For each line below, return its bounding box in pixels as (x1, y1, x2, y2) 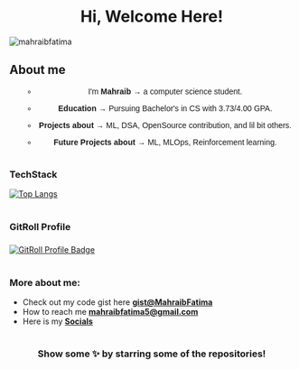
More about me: (9, 276, 81, 289)
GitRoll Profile (9, 220, 71, 233)
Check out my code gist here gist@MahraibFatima (22, 296, 213, 308)
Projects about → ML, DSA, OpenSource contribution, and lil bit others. (39, 120, 292, 130)
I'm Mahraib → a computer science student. (88, 86, 243, 97)
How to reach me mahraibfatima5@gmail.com (22, 306, 199, 317)
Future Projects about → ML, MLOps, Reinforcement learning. (53, 137, 277, 147)
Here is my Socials (22, 316, 93, 327)
